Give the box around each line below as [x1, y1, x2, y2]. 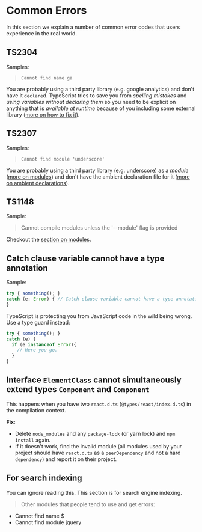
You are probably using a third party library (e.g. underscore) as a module [6, 167, 189, 174]
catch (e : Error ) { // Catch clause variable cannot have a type [6, 296, 173, 302]
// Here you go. [17, 347, 58, 353]
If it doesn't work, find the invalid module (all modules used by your [14, 442, 182, 450]
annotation [6, 263, 48, 273]
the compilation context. [6, 406, 66, 414]
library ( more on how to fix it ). [6, 111, 80, 118]
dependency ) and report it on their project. [14, 455, 117, 463]
